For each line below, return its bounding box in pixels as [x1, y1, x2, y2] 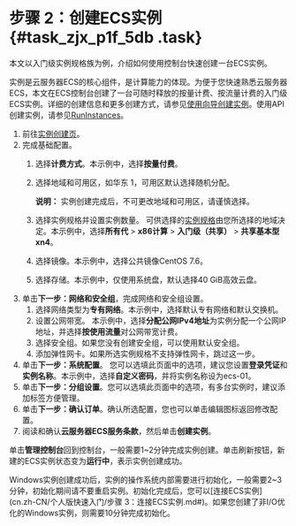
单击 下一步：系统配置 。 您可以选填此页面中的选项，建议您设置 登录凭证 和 [21, 359, 288, 370]
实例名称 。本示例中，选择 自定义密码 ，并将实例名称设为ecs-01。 [21, 370, 256, 381]
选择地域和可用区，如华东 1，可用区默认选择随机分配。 [34, 177, 235, 187]
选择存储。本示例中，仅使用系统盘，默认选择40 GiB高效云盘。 [34, 274, 262, 285]
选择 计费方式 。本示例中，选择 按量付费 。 [34, 158, 183, 169]
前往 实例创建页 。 [21, 128, 85, 139]
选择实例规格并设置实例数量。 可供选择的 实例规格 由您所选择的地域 [34, 214, 278, 225]
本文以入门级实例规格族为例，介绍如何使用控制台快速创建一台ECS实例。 [9, 57, 272, 68]
